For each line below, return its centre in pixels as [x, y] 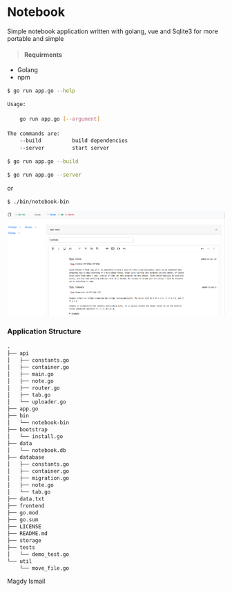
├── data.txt [26, 499]
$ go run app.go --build [43, 162]
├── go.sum [23, 520]
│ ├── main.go [30, 374]
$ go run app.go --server [44, 175]
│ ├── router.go [33, 388]
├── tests [21, 547]
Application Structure [44, 331]
